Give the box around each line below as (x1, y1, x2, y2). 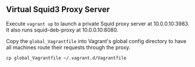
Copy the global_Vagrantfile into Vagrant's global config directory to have (6, 37, 187, 44)
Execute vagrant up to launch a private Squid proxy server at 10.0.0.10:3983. (6, 20, 190, 27)
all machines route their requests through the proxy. (6, 44, 131, 51)
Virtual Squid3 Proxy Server (6, 5, 110, 15)
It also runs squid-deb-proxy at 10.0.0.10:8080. (6, 26, 119, 33)
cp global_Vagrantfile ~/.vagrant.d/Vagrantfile (6, 55, 127, 61)
